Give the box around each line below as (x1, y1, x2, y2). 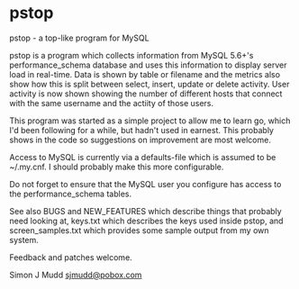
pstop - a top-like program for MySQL (9, 32, 150, 43)
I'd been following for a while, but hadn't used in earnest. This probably (9, 124, 275, 135)
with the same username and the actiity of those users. (9, 97, 214, 108)
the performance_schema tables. (9, 188, 132, 199)
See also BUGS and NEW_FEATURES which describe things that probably (9, 205, 282, 216)
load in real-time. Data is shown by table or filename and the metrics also (9, 68, 281, 79)
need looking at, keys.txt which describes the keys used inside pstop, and (9, 215, 284, 226)
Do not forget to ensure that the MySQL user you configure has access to (9, 178, 282, 189)
